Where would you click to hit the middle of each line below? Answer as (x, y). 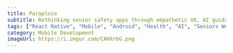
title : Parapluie (32, 13)
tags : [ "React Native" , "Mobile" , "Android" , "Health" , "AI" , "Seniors (113, 26)
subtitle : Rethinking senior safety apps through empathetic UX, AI (108, 20)
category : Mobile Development (51, 33)
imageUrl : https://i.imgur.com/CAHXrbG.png (71, 39)
